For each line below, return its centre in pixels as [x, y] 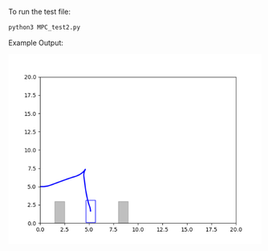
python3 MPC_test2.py [45, 27]
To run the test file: [39, 12]
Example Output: [36, 43]
